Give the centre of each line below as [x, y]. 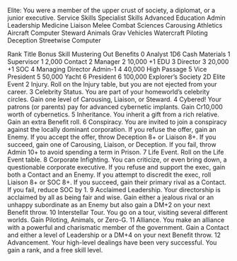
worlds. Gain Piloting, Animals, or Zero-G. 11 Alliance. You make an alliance [116, 220]
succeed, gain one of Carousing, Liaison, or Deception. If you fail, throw [112, 144]
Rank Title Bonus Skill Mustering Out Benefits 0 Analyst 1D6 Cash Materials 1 [119, 54]
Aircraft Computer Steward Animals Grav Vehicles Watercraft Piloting [108, 33]
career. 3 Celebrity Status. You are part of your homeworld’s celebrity [109, 92]
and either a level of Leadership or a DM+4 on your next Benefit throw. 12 [114, 235]
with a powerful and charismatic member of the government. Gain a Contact [118, 227]
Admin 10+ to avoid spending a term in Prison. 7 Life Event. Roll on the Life [116, 152]
